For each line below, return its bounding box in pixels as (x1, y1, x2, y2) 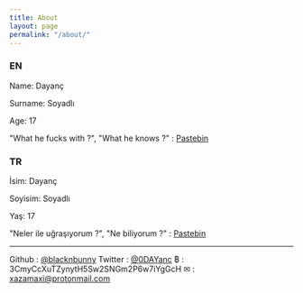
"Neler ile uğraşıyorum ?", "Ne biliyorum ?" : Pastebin (9, 227, 207, 239)
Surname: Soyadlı (9, 97, 75, 108)
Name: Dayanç (9, 80, 65, 91)
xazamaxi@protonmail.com (9, 272, 111, 284)
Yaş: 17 (9, 210, 36, 221)
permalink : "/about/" (9, 30, 91, 39)
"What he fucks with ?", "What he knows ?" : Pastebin (9, 133, 209, 143)
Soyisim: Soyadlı (9, 193, 70, 204)
